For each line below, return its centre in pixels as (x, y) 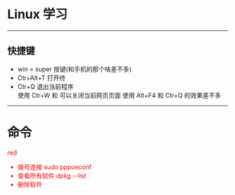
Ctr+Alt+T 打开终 (41, 78)
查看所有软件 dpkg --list (52, 175)
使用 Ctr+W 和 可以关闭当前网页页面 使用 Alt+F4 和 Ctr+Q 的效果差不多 (119, 95)
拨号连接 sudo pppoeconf (55, 167)
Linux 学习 (37, 14)
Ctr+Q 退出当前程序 (45, 86)
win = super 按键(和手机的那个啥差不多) (74, 69)
